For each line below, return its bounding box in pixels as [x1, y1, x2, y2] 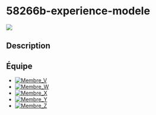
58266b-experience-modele [6, 4, 150, 18]
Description [6, 41, 50, 51]
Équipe [6, 61, 33, 71]
